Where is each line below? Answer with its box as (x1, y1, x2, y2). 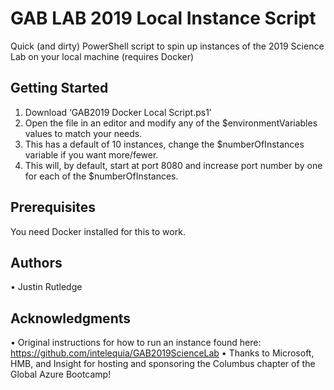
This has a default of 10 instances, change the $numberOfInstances (24, 138, 305, 150)
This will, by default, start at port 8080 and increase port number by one (24, 159, 323, 171)
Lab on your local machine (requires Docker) (10, 50, 195, 62)
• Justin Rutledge (10, 281, 83, 293)
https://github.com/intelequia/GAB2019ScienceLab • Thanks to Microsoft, (10, 347, 315, 359)
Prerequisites (10, 199, 96, 216)
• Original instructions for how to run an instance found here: (10, 337, 262, 349)
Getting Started (10, 80, 109, 97)
